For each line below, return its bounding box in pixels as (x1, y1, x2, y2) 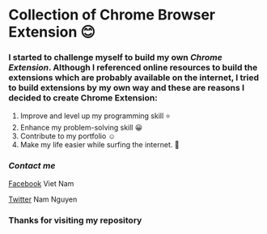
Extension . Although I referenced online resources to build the (8, 62, 258, 74)
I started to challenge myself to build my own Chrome (8, 52, 222, 63)
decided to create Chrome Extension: (8, 92, 158, 104)
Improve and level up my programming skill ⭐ (19, 111, 172, 121)
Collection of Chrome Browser (8, 6, 216, 24)
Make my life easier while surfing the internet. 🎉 (19, 140, 180, 150)
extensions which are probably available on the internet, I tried (8, 72, 259, 83)
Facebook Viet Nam (8, 178, 74, 188)
